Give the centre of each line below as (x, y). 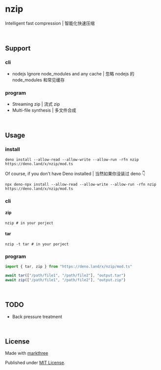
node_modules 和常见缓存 (38, 80)
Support (18, 48)
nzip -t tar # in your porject (37, 244)
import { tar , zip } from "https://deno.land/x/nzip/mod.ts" (69, 267)
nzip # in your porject (29, 223)
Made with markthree (27, 353)
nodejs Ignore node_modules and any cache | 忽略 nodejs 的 (73, 74)
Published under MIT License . (35, 363)
